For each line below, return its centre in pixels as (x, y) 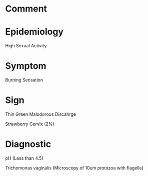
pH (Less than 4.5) (24, 158)
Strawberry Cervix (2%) (30, 124)
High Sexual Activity (26, 46)
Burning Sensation (24, 80)
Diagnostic (28, 144)
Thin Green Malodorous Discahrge (41, 114)
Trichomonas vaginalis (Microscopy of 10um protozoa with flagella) (74, 168)
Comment (26, 9)
